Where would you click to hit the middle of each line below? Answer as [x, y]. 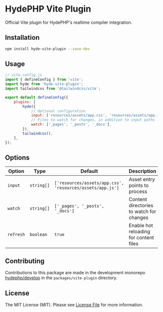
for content [141, 238]
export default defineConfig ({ [37, 97]
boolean [39, 235]
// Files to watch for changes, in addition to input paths [93, 120]
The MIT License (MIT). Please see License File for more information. [74, 305]
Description [142, 171]
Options [17, 157]
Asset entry [142, 180]
